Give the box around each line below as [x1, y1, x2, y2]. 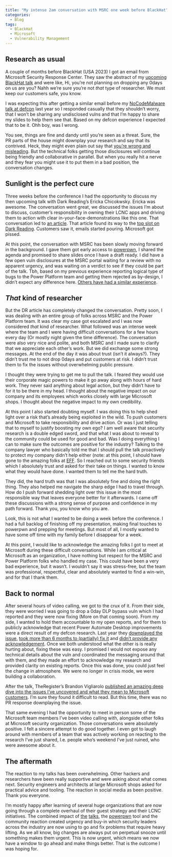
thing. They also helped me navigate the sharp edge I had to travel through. [5, 484, 164, 490]
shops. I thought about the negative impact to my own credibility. [5, 399, 142, 405]
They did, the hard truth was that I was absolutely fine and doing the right [5, 478, 160, 485]
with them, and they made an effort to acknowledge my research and [5, 657, 151, 663]
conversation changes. [5, 164, 54, 170]
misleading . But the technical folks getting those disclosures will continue [5, 148, 160, 154]
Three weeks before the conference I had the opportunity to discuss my [5, 193, 157, 199]
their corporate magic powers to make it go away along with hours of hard [5, 377, 162, 383]
